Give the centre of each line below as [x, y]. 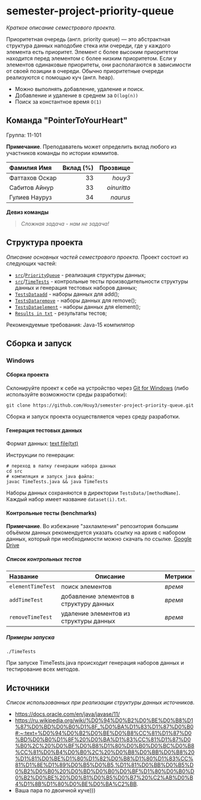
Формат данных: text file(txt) [42, 444]
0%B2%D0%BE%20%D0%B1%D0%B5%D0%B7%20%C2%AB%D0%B [104, 778]
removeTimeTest [31, 617]
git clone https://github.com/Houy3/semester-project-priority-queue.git [100, 405]
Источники [28, 688]
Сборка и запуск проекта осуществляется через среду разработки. [93, 417]
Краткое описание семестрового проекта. [61, 28]
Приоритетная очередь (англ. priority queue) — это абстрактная [88, 39]
